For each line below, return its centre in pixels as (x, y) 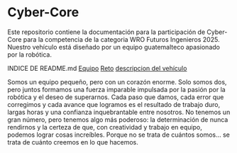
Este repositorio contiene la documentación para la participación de (106, 32)
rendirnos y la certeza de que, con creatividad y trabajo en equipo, (105, 127)
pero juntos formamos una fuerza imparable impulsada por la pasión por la (116, 89)
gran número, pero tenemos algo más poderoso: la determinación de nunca (118, 119)
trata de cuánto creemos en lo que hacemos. (73, 142)
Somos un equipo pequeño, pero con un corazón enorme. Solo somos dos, (117, 81)
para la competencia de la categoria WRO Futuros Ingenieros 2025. (121, 39)
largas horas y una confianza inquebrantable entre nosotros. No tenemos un (119, 112)
